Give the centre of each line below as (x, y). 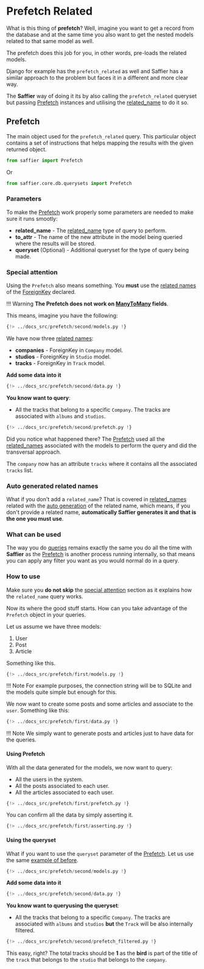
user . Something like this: (38, 710)
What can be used (34, 534)
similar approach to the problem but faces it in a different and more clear (97, 77)
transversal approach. (34, 452)
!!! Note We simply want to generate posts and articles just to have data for (100, 734)
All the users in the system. (49, 779)
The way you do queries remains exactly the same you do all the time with (99, 548)
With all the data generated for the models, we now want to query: (89, 767)
